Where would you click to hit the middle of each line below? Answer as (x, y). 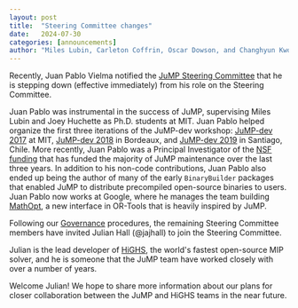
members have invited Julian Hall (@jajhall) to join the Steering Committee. (145, 233)
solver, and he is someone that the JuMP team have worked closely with (141, 259)
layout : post (33, 17)
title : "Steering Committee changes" (81, 26)
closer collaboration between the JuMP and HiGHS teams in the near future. (148, 296)
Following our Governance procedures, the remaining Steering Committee (144, 224)
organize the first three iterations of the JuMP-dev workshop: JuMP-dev (141, 130)
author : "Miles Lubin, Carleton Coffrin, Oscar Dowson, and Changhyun (142, 51)
